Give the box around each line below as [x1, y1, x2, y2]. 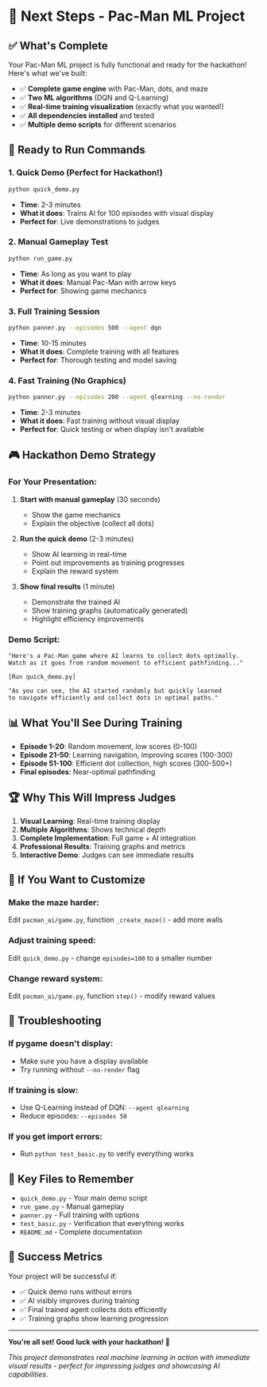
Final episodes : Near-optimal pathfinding [19, 766, 156, 776]
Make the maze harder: [8, 897, 99, 907]
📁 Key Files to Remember [8, 1172, 134, 1185]
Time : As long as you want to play [19, 268, 132, 278]
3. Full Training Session [8, 306, 100, 317]
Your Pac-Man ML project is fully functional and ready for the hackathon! [8, 60, 248, 69]
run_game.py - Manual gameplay [19, 1202, 125, 1212]
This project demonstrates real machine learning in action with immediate [8, 1352, 250, 1362]
